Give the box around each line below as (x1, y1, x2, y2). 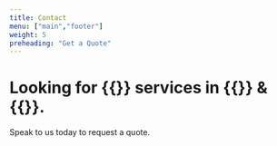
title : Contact (9, 13, 67, 23)
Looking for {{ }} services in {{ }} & (9, 78, 268, 98)
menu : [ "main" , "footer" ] (9, 22, 104, 31)
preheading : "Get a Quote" (9, 38, 112, 48)
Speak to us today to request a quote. (9, 127, 151, 138)
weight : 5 (9, 30, 47, 39)
